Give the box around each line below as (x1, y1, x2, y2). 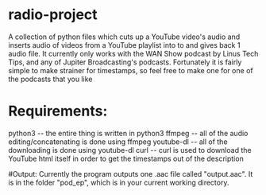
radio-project (8, 6, 98, 24)
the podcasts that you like (8, 74, 93, 84)
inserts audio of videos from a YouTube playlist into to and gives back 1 (8, 40, 241, 49)
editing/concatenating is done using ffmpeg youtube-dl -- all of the (8, 137, 228, 146)
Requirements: (8, 102, 108, 120)
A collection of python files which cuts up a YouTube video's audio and (8, 32, 241, 41)
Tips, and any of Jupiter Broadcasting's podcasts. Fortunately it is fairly (8, 57, 242, 67)
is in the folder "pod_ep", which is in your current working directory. (8, 177, 229, 187)
